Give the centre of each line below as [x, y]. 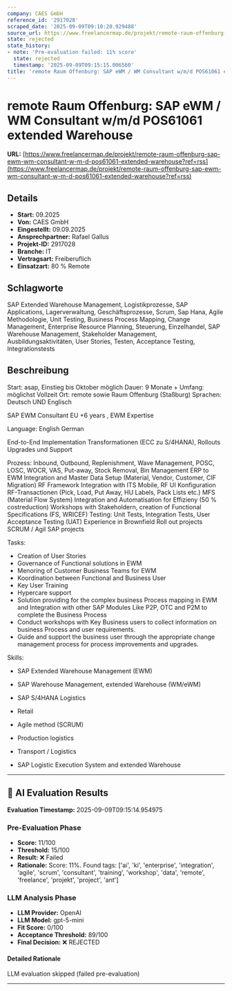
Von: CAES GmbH [43, 222]
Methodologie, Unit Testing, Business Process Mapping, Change [99, 320]
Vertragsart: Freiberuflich [54, 259]
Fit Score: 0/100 [40, 927]
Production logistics [46, 738]
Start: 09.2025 [38, 215]
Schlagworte [35, 288]
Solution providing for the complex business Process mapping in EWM [117, 600]
